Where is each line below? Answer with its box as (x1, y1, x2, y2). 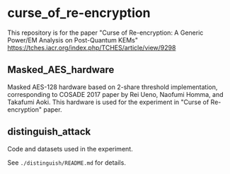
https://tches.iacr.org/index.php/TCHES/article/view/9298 (7, 43, 176, 52)
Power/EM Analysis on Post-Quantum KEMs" (7, 35, 138, 44)
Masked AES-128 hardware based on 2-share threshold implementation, (7, 83, 218, 91)
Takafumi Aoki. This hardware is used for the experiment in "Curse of (7, 98, 209, 106)
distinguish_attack (7, 126, 91, 138)
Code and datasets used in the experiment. (7, 144, 133, 153)
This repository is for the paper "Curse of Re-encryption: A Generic (7, 28, 204, 37)
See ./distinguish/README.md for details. (7, 158, 126, 167)
